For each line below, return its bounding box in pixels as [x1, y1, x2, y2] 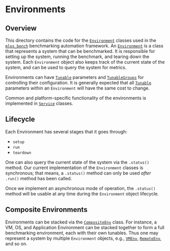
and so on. [5, 240, 28, 246]
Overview [5, 24, 37, 33]
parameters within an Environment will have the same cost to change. [5, 85, 150, 91]
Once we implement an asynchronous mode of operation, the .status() [5, 185, 156, 191]
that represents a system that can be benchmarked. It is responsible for [5, 48, 155, 54]
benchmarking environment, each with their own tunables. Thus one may [5, 230, 159, 236]
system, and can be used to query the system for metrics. [5, 65, 127, 70]
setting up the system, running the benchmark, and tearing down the [5, 53, 150, 60]
